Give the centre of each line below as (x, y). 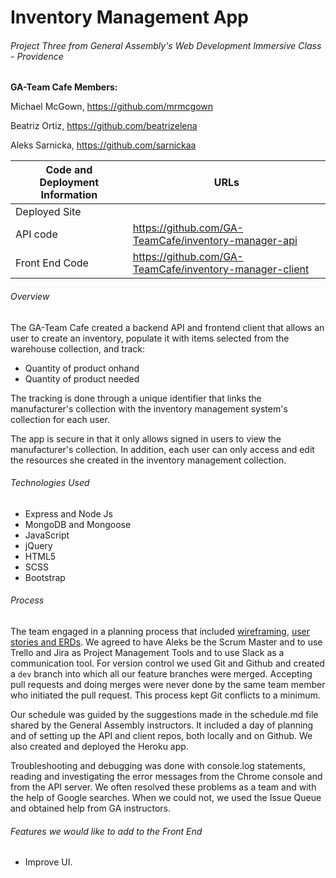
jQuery (38, 545)
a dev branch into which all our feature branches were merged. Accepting (161, 674)
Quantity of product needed (82, 378)
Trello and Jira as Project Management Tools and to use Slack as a (147, 652)
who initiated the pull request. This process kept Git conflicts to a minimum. (165, 695)
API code (36, 234)
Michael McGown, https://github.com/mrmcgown (112, 107)
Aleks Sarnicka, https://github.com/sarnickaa (103, 145)
